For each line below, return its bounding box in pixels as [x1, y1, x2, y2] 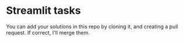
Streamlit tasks [6, 4, 81, 17]
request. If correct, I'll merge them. [6, 29, 90, 36]
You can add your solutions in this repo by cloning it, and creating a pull [6, 23, 178, 30]
